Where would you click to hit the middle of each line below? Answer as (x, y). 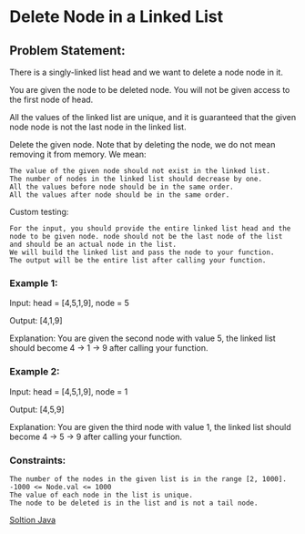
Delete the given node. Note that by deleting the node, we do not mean (142, 144)
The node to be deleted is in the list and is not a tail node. (134, 503)
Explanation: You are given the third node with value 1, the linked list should (150, 426)
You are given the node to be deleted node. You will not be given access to (150, 90)
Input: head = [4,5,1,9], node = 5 (70, 303)
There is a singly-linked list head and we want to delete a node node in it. (147, 72)
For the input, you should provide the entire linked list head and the (150, 229)
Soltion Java (33, 519)
